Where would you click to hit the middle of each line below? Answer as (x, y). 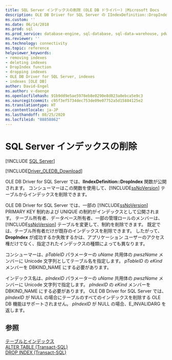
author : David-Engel (27, 86)
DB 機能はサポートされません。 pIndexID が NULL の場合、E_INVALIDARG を (86, 304)
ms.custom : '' (20, 19)
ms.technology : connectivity (36, 44)
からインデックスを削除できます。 (54, 194)
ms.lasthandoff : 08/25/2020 (35, 115)
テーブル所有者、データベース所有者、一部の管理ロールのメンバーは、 (89, 218)
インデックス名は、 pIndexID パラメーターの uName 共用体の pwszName (81, 278)
